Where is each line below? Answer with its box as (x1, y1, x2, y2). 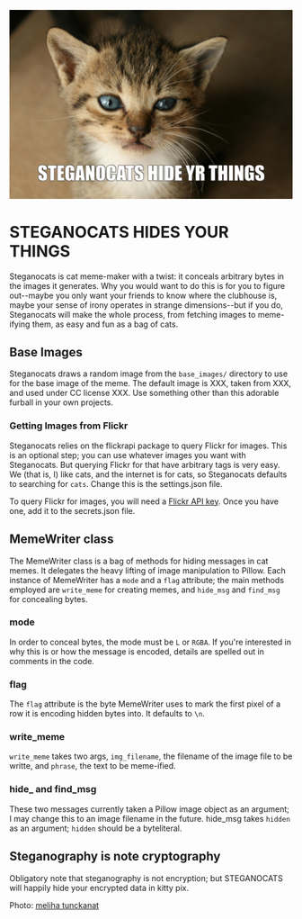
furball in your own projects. (9, 397, 114, 408)
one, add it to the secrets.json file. (9, 505, 136, 516)
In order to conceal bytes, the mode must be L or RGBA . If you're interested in (9, 636, 292, 647)
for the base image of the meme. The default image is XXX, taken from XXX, (9, 378, 292, 389)
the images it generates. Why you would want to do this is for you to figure (9, 280, 286, 291)
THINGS (9, 240, 71, 261)
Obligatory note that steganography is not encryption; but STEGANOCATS (9, 872, 283, 883)
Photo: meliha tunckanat (9, 899, 100, 910)
